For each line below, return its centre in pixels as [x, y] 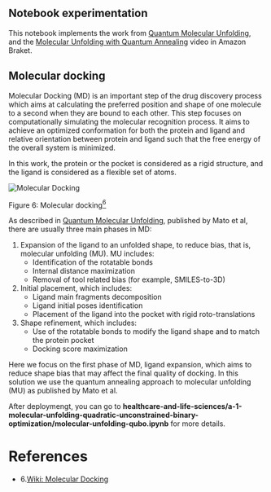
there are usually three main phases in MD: [80, 229]
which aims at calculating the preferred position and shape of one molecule [135, 104]
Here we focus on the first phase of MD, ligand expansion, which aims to [130, 365]
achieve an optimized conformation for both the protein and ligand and [127, 130]
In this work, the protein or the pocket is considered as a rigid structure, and [136, 163]
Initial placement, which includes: [76, 288]
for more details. [198, 424]
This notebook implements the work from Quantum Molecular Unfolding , [130, 33]
